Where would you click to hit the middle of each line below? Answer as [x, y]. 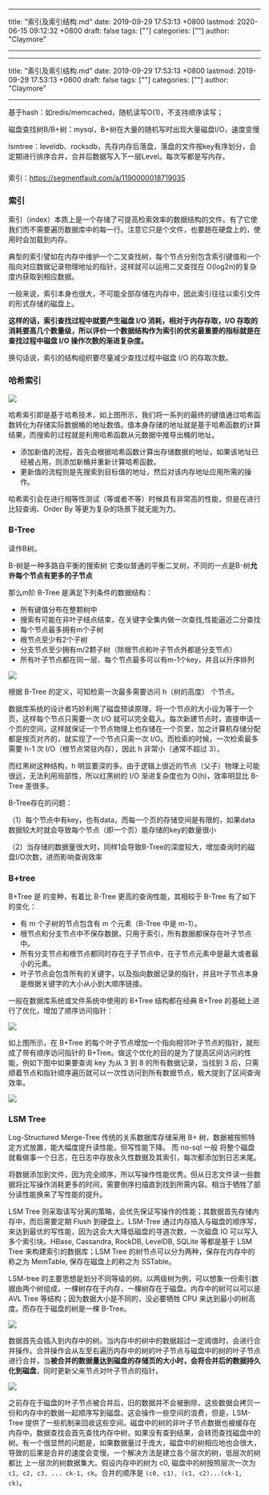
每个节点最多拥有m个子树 [62, 629]
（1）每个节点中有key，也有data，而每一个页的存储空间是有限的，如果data [132, 820]
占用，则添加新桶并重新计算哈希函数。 [97, 461]
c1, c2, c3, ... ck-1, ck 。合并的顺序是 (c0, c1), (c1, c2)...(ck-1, [125, 1473]
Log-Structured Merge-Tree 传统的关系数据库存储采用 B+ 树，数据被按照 [128, 1138]
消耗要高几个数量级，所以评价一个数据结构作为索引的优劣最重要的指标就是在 [134, 331]
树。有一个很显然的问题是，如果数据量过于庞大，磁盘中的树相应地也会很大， [134, 1443]
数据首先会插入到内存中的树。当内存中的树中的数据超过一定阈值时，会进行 [131, 1341]
